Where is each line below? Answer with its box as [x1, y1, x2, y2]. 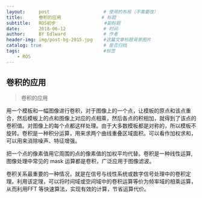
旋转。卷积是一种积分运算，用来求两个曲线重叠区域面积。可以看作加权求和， [6, 130, 197, 137]
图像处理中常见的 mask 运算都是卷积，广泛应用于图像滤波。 [6, 158, 155, 165]
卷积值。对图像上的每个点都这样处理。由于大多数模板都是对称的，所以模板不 [6, 122, 197, 129]
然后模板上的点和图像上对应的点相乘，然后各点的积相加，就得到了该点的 [16, 115, 197, 122]
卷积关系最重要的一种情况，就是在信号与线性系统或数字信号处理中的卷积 [6, 170, 186, 178]
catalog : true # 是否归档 [6, 43, 127, 49]
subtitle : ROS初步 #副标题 [6, 20, 121, 26]
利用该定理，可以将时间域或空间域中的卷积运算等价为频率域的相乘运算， [16, 178, 197, 185]
